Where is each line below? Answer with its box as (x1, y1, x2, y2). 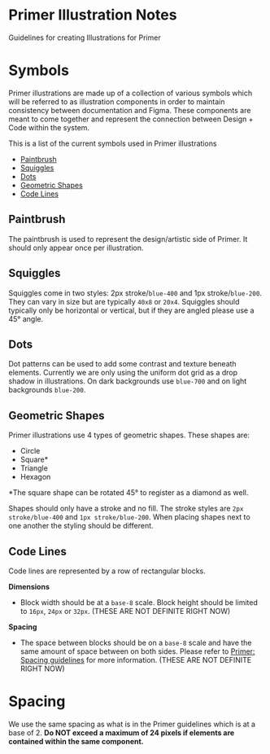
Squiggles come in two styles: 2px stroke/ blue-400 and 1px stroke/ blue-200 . (8, 287, 263, 298)
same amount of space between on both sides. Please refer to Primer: (20, 646, 255, 656)
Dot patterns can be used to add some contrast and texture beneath (8, 359, 237, 369)
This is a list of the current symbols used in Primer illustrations (8, 138, 217, 148)
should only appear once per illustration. (8, 243, 144, 252)
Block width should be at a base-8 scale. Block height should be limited (20, 597, 258, 607)
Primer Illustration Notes (8, 6, 177, 24)
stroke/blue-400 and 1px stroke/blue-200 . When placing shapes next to (8, 512, 250, 522)
